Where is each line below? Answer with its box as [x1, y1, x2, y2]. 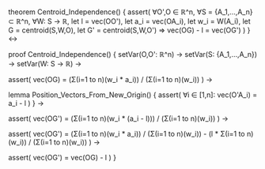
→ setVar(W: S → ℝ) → [8, 59, 82, 68]
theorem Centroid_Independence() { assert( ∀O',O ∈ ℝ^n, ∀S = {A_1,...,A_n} [8, 7, 253, 17]
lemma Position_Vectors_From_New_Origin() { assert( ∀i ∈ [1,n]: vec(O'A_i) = [8, 90, 258, 100]
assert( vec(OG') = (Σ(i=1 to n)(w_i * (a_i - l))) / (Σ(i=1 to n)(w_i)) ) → [8, 114, 229, 123]
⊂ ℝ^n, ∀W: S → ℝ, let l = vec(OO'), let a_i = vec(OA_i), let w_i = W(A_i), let [8, 17, 251, 26]
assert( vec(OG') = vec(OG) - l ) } [8, 153, 117, 162]
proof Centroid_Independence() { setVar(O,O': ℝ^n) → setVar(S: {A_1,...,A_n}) [8, 50, 258, 58]
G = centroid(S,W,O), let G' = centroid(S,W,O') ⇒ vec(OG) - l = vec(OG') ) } [8, 25, 251, 35]
